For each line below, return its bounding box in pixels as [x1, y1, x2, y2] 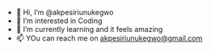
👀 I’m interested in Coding [15, 16, 103, 25]
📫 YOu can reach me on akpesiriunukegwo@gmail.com [15, 33, 203, 43]
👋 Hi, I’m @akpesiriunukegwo [15, 8, 114, 17]
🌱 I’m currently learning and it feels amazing [15, 25, 163, 33]
